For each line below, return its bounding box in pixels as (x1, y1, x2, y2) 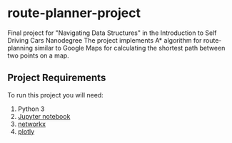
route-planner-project (7, 5, 141, 21)
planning (7, 43, 34, 52)
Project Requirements (7, 72, 106, 84)
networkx (17, 120, 46, 128)
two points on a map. (7, 51, 69, 60)
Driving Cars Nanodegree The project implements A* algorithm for (7, 36, 202, 44)
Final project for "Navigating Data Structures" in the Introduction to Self (7, 28, 217, 37)
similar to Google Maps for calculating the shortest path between (34, 43, 226, 52)
